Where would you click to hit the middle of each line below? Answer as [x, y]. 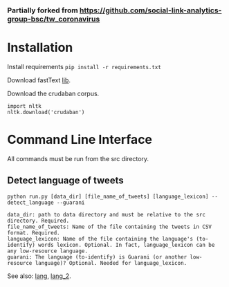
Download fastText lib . [39, 80]
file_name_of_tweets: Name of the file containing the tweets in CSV [110, 227]
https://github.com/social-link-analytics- [150, 10]
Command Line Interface [80, 140]
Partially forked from [43, 10]
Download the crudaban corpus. [53, 93]
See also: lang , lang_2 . [39, 276]
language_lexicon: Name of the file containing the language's [100, 239]
